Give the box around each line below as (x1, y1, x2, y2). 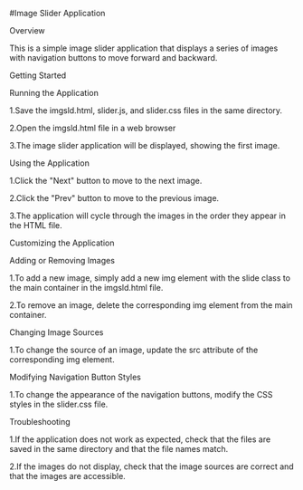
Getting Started (9, 70, 67, 81)
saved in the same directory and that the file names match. (9, 444, 229, 454)
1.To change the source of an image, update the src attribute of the (9, 344, 259, 355)
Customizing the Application (9, 237, 115, 248)
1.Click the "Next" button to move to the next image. (9, 176, 203, 186)
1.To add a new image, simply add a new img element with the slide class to (9, 273, 291, 283)
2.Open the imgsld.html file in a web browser (9, 122, 176, 133)
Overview (9, 25, 45, 35)
